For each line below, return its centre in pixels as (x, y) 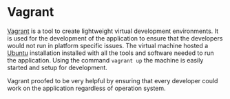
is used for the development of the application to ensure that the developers (115, 38)
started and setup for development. (57, 67)
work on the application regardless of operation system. (87, 88)
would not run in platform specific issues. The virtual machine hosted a (108, 45)
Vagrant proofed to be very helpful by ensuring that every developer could (113, 80)
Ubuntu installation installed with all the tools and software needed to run (111, 53)
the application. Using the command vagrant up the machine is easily (105, 60)
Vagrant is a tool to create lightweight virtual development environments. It (113, 31)
